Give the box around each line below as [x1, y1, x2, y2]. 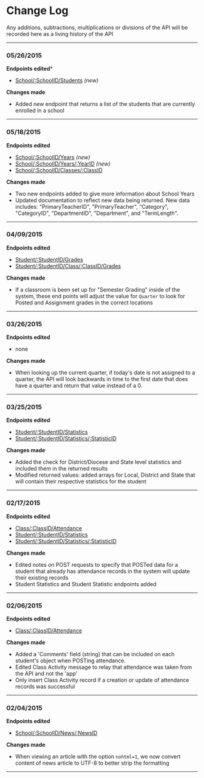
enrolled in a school [15, 107, 65, 114]
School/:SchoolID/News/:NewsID [15, 729, 98, 737]
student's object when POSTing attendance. [15, 657, 126, 664]
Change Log [6, 4, 69, 18]
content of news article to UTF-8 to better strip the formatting [15, 759, 170, 767]
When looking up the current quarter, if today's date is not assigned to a [15, 369, 195, 376]
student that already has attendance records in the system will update [15, 567, 190, 575]
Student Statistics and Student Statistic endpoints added [15, 580, 157, 587]
